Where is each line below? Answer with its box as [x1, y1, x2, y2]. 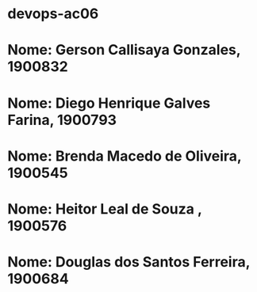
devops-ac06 [7, 5, 99, 23]
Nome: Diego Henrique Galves [7, 94, 211, 112]
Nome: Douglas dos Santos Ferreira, [7, 253, 251, 271]
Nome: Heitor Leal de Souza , [7, 199, 202, 218]
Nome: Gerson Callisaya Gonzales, [7, 41, 241, 59]
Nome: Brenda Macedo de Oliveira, [7, 147, 242, 165]
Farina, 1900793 [7, 111, 117, 129]
